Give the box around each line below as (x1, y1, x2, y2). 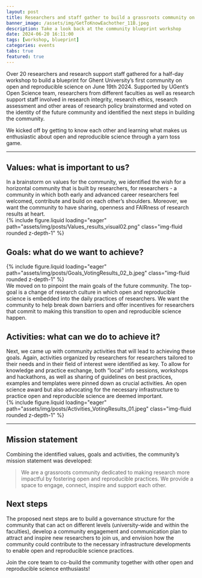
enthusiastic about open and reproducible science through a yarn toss (6, 133, 180, 140)
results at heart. (6, 210, 46, 217)
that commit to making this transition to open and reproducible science (6, 308, 182, 315)
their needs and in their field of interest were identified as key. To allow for (6, 361, 191, 368)
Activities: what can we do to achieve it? (6, 332, 161, 342)
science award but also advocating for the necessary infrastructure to (6, 386, 179, 393)
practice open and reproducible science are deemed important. (6, 393, 164, 400)
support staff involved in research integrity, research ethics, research (6, 96, 178, 103)
